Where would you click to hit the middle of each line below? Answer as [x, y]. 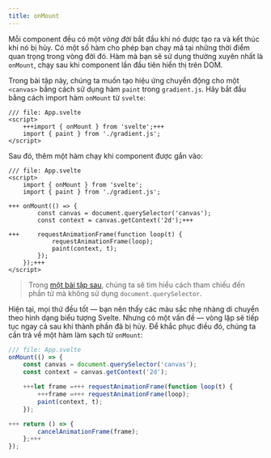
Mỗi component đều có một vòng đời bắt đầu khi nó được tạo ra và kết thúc [134, 39]
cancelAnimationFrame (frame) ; [88, 431]
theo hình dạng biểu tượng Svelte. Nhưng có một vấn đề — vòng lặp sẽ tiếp [133, 317]
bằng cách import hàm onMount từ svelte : [77, 97]
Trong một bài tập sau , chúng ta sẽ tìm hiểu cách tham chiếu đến [136, 285]
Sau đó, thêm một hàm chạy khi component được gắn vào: [106, 155]
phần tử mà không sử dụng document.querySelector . [115, 293]
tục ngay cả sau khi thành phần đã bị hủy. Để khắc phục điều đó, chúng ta [132, 326]
